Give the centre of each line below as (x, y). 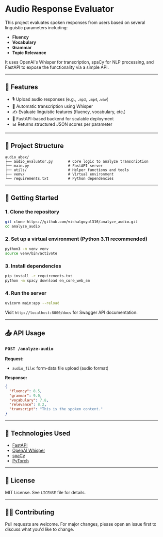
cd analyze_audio (23, 227)
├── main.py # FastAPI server (54, 166)
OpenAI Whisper (28, 450)
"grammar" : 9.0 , (26, 396)
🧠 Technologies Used (38, 433)
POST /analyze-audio (29, 349)
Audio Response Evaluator (59, 9)
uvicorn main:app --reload (32, 303)
